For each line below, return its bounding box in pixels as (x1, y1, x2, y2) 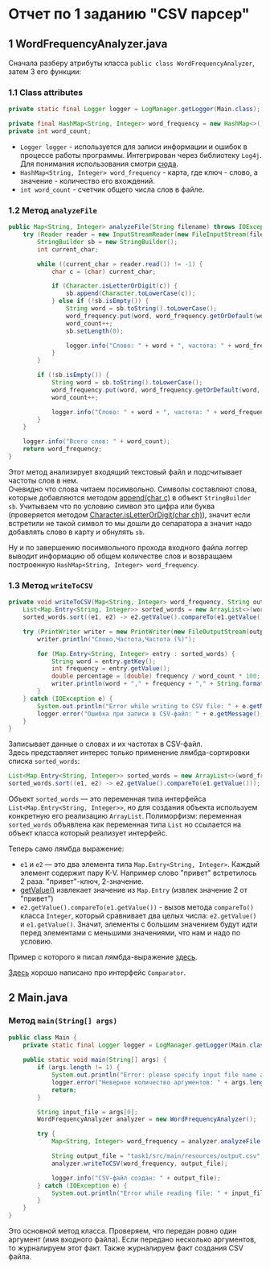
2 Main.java (8, 991, 68, 1005)
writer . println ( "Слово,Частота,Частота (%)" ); (37, 635, 196, 643)
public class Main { (8, 1033, 78, 1042)
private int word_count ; (8, 127, 92, 135)
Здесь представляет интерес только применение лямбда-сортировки (8, 748, 251, 757)
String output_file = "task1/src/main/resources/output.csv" (51, 1152, 261, 1160)
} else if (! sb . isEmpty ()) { (51, 297, 149, 305)
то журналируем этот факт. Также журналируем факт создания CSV (8, 1243, 243, 1253)
